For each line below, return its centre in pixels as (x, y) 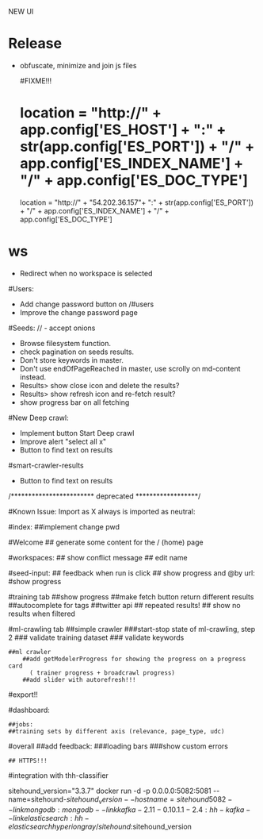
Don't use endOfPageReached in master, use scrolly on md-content (130, 368)
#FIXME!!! (36, 81)
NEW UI (21, 12)
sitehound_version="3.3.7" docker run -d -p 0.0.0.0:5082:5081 (110, 791)
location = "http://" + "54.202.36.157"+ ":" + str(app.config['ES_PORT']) (137, 202)
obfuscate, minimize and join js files (78, 65)
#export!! (23, 695)
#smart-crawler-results (46, 465)
